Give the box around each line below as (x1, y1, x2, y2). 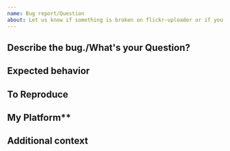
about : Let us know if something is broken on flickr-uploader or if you (7, 16, 224, 23)
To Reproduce (7, 89, 69, 100)
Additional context (7, 135, 88, 147)
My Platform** (7, 112, 72, 124)
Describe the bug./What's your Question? (7, 42, 191, 54)
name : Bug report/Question (7, 10, 85, 17)
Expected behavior (7, 65, 90, 77)
